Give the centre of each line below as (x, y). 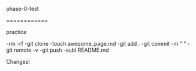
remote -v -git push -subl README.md (61, 50)
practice (16, 32)
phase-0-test (22, 9)
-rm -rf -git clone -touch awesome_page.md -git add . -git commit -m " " (96, 44)
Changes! (18, 62)
